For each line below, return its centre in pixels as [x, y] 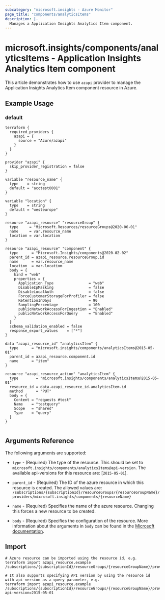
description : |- [22, 19]
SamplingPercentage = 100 [59, 305]
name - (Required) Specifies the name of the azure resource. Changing [83, 506]
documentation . [28, 531]
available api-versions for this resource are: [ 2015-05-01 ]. [70, 473]
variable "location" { [28, 201]
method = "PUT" [30, 391]
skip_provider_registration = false [47, 166]
